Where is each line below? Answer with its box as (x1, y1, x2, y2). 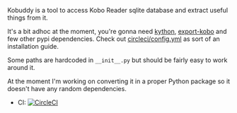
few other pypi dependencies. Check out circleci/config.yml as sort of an (7, 35, 221, 43)
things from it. (7, 13, 48, 22)
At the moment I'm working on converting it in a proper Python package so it (7, 77, 231, 85)
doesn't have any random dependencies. (7, 85, 127, 93)
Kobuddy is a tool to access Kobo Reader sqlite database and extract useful (7, 6, 229, 14)
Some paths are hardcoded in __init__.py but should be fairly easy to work (7, 56, 228, 64)
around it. (7, 64, 35, 71)
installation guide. (7, 42, 59, 50)
